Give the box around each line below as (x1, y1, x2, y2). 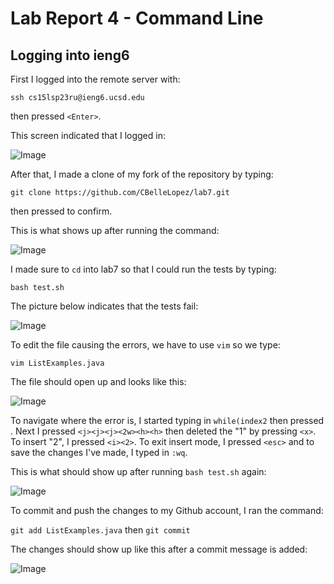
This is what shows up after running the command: (10, 225, 220, 236)
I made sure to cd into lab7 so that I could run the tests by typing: (10, 263, 277, 275)
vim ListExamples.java (10, 358, 105, 368)
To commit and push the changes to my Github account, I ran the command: (10, 505, 324, 516)
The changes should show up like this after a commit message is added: (10, 543, 308, 555)
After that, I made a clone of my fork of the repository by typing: (10, 168, 274, 180)
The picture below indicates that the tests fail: (10, 300, 199, 312)
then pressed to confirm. (10, 205, 113, 217)
